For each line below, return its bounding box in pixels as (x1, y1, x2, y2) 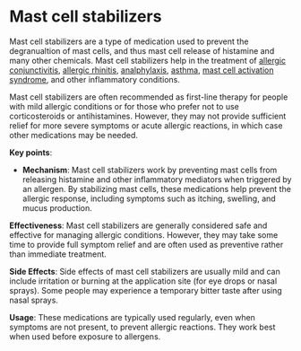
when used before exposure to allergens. (9, 330, 161, 342)
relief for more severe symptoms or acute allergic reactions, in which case (9, 119, 283, 131)
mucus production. (21, 202, 92, 213)
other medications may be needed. (9, 129, 139, 140)
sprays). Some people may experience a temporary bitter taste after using (9, 285, 282, 295)
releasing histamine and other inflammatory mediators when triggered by (21, 173, 292, 185)
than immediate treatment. (9, 249, 107, 259)
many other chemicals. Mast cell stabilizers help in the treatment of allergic (9, 55, 287, 66)
